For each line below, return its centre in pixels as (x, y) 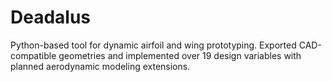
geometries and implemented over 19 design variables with (180, 55)
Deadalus (51, 17)
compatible (33, 55)
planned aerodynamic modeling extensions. (100, 66)
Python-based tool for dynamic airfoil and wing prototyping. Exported (153, 45)
